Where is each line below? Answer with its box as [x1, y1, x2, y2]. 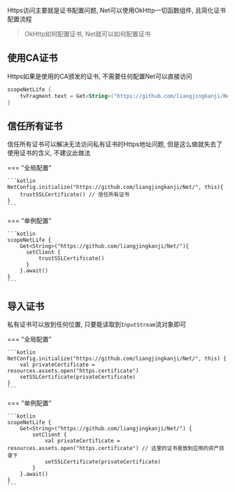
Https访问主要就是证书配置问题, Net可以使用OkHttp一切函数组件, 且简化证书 [7, 6, 226, 14]
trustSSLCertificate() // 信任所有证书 [20, 191, 129, 198]
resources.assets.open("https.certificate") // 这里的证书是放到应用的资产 [7, 445, 219, 452]
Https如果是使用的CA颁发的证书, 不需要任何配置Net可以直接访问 [7, 72, 192, 80]
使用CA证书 [7, 52, 58, 64]
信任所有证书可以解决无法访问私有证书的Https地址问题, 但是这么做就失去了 [7, 140, 222, 148]
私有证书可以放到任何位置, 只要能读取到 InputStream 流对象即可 [7, 321, 187, 329]
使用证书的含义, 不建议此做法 [7, 149, 91, 157]
